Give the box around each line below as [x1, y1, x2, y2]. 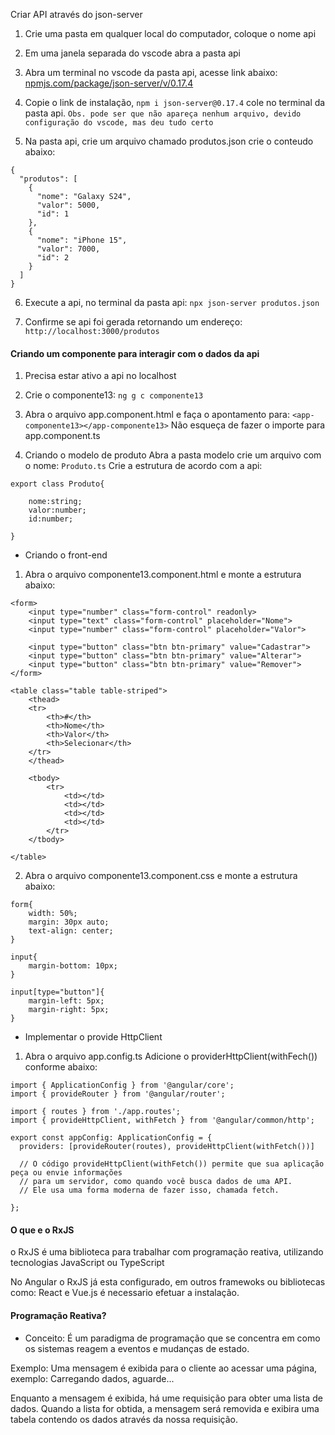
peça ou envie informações [10, 1168, 123, 1178]
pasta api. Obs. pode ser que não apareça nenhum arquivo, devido [24, 107, 302, 119]
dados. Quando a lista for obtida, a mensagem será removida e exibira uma [10, 1402, 320, 1414]
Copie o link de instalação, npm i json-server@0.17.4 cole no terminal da [24, 97, 326, 108]
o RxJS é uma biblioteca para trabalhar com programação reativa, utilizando [10, 1246, 324, 1258]
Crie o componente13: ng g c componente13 [24, 389, 204, 401]
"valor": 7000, [36, 244, 101, 254]
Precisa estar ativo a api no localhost [24, 370, 177, 382]
